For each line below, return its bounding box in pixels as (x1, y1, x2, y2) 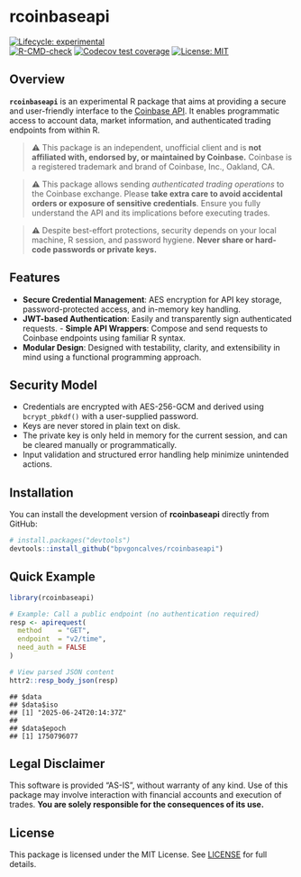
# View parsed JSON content (9, 667, 115, 677)
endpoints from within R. (9, 124, 101, 135)
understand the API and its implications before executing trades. (31, 207, 270, 218)
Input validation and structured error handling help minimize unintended (22, 449, 289, 461)
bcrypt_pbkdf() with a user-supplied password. (22, 411, 199, 422)
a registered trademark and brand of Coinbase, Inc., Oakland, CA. (31, 160, 276, 172)
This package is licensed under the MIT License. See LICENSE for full (9, 849, 268, 860)
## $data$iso (9, 700, 59, 709)
